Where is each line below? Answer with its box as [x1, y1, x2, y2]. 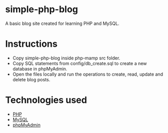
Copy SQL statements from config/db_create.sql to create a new [12, 60, 147, 66]
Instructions [5, 38, 58, 50]
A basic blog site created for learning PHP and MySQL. [5, 20, 120, 26]
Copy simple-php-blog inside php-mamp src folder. [12, 55, 120, 61]
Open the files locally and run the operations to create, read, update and [12, 71, 163, 77]
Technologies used [5, 94, 88, 106]
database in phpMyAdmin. [12, 65, 67, 72]
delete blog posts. [12, 76, 51, 82]
